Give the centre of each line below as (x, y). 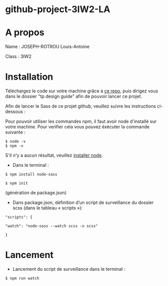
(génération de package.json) (36, 193)
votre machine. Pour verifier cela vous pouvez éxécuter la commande (77, 127)
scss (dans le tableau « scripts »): (48, 208)
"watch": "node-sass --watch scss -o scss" (52, 226)
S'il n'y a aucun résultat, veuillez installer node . (54, 155)
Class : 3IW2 (18, 56)
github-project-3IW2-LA (58, 9)
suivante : (15, 132)
